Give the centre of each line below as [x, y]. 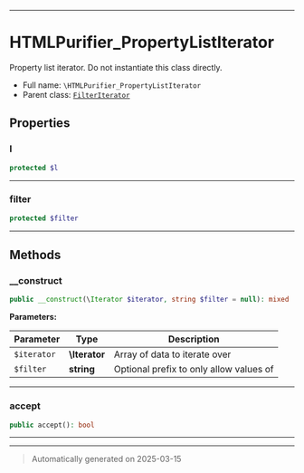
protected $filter [44, 218]
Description [194, 339]
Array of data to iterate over [172, 354]
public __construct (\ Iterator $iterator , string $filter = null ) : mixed [149, 300]
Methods [35, 255]
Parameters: [33, 317]
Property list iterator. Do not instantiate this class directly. [116, 67]
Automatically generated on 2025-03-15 [106, 459]
